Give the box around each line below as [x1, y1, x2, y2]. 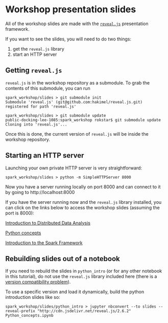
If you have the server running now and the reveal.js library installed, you [5, 199, 162, 205]
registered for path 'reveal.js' [5, 104, 77, 109]
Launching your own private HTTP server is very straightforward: [5, 165, 142, 171]
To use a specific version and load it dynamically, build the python [5, 289, 145, 295]
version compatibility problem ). [5, 279, 71, 285]
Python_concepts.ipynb [5, 313, 54, 318]
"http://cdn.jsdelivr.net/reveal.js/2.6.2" [37, 309, 131, 314]
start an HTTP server [12, 51, 57, 57]
